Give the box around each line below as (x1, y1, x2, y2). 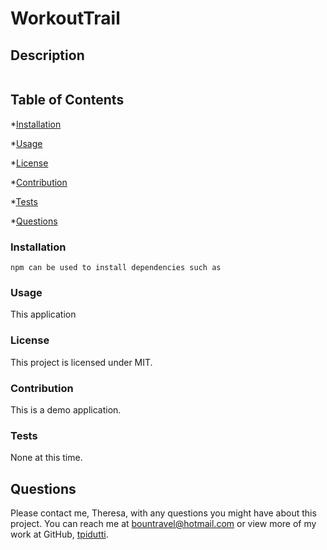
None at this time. (10, 452, 83, 464)
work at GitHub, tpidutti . (10, 528, 109, 541)
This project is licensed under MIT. (10, 356, 153, 368)
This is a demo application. (10, 404, 122, 416)
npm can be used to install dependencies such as (10, 263, 222, 273)
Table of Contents (10, 92, 125, 109)
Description (10, 47, 85, 64)
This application (10, 308, 77, 321)
